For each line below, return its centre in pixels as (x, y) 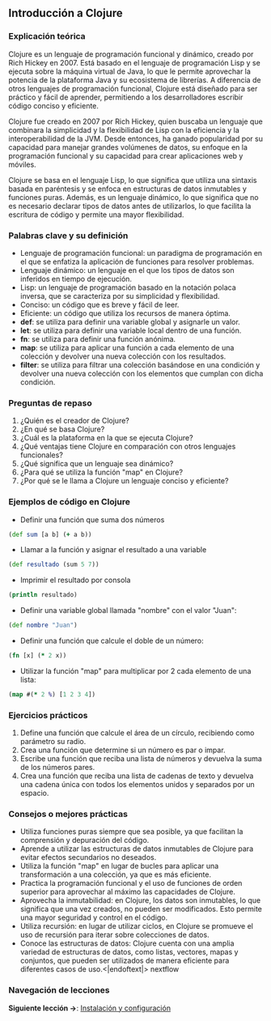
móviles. (22, 164)
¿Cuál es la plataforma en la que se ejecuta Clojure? (106, 438)
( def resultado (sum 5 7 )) (54, 565)
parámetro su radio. (53, 742)
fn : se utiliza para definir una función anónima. (98, 338)
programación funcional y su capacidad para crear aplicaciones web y (126, 155)
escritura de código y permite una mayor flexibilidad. (96, 215)
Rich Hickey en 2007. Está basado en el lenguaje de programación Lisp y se (134, 62)
